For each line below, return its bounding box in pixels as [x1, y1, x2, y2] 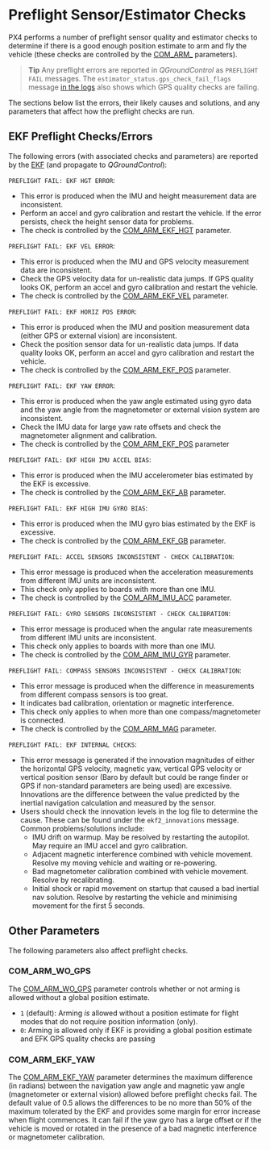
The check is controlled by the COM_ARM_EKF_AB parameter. [19, 487, 226, 497]
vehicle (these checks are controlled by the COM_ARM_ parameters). [8, 49, 238, 59]
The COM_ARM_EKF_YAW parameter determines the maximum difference [8, 1073, 253, 1082]
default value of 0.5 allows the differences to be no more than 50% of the [8, 1098, 252, 1108]
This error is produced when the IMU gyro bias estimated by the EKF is [19, 519, 255, 528]
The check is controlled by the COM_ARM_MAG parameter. [19, 723, 217, 733]
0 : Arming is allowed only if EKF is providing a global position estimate [19, 1025, 252, 1035]
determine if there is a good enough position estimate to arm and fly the [8, 40, 247, 50]
